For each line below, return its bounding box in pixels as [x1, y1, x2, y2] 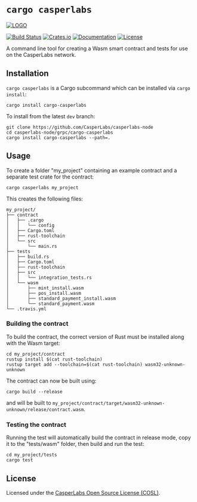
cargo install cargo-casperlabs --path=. [6, 134, 111, 141]
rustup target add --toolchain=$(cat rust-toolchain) [6, 361, 143, 368]
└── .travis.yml [6, 306, 47, 312]
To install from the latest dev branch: [6, 112, 96, 120]
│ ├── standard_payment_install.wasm [6, 295, 116, 301]
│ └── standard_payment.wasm [6, 300, 95, 307]
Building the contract [6, 319, 69, 328]
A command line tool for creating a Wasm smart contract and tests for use [6, 45, 188, 52]
